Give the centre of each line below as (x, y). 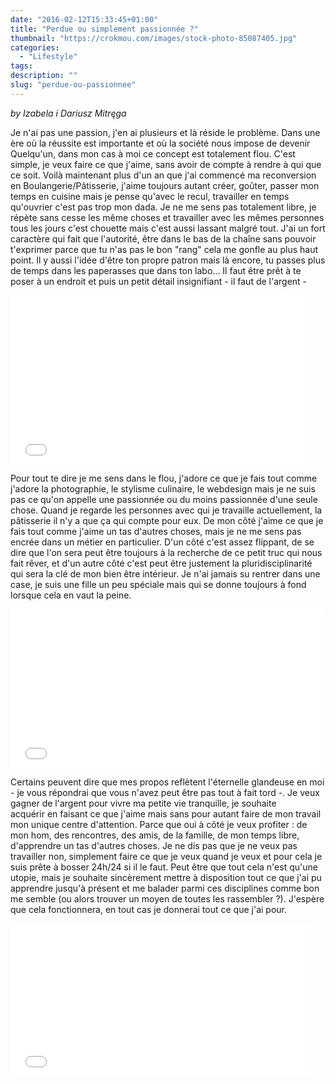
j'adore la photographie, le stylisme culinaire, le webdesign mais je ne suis (163, 488)
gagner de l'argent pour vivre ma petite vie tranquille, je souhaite (143, 803)
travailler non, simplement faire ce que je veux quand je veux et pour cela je (166, 856)
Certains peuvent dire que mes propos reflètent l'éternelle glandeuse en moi (167, 782)
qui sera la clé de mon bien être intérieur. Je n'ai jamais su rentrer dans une (165, 573)
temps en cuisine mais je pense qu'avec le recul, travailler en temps (150, 196)
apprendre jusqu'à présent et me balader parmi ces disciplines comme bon (165, 888)
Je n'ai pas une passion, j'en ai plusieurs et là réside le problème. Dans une (165, 132)
